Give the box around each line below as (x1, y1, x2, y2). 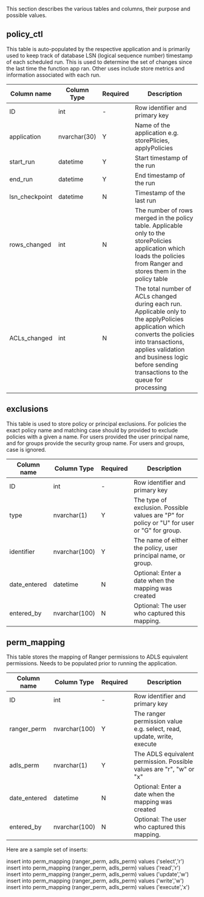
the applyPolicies (134, 314, 184, 323)
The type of (133, 496, 167, 504)
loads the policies (134, 252, 185, 260)
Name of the (134, 121, 171, 130)
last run (134, 196, 157, 204)
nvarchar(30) (58, 132, 97, 140)
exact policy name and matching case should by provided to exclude (6, 426, 178, 434)
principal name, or (133, 551, 186, 559)
